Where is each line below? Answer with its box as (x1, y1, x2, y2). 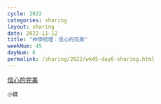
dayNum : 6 (7, 50, 36, 57)
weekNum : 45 (7, 43, 42, 50)
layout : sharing (7, 23, 55, 30)
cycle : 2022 (7, 10, 42, 17)
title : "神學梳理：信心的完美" (7, 36, 88, 43)
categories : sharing (7, 17, 68, 24)
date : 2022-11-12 (7, 29, 58, 37)
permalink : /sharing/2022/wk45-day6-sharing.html (7, 56, 155, 63)
